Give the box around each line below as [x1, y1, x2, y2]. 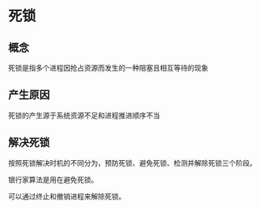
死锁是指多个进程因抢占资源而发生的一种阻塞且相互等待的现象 [8, 64, 209, 72]
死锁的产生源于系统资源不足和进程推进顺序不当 [8, 111, 160, 120]
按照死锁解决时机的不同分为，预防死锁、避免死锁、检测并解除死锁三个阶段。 [8, 158, 257, 167]
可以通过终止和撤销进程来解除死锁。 [8, 192, 126, 201]
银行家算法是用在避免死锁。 [8, 174, 98, 184]
